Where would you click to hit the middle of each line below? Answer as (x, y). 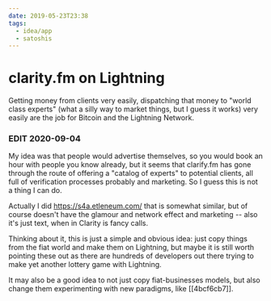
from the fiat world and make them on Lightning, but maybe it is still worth (131, 248)
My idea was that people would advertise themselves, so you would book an (135, 156)
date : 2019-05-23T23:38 (49, 16)
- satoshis (34, 38)
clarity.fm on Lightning (87, 78)
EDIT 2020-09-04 (44, 139)
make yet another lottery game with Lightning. (85, 265)
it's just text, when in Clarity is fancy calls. (78, 224)
